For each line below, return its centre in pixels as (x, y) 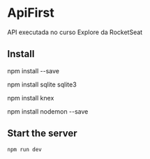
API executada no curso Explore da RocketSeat (75, 32)
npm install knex (31, 98)
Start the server (43, 134)
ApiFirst (31, 13)
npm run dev (24, 149)
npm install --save (33, 70)
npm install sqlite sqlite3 (42, 84)
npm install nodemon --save (48, 111)
